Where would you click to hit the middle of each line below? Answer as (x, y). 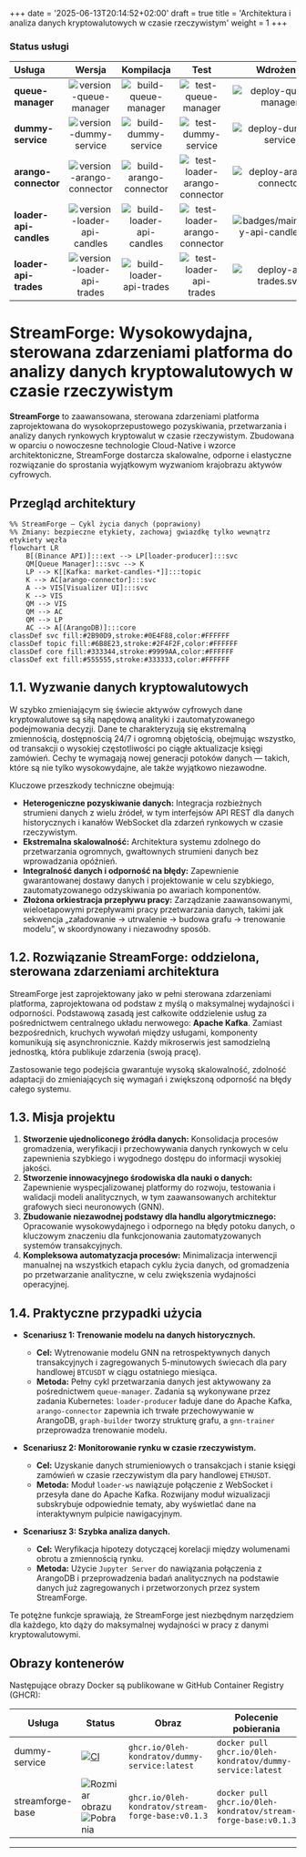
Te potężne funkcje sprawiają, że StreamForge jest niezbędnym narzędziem (152, 1616)
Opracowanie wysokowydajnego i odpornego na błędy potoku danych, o (159, 1226)
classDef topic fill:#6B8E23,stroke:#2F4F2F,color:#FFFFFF (124, 644)
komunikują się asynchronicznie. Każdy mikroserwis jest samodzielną (140, 1041)
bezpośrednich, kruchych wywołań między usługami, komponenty (133, 1032)
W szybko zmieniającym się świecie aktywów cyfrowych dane (126, 709)
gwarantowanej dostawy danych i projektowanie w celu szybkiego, (148, 880)
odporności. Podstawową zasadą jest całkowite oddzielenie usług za (138, 1013)
